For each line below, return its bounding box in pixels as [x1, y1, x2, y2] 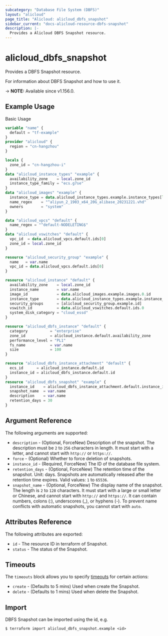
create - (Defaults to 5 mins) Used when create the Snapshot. [12, 583, 140, 589]
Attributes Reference [5, 518, 72, 526]
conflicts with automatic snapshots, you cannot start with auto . [12, 503, 142, 509]
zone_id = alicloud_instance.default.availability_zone [9, 333, 151, 338]
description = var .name [9, 393, 66, 398]
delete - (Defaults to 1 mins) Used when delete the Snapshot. [12, 588, 139, 595]
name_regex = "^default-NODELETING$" [9, 222, 88, 227]
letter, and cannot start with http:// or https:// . [12, 450, 112, 456]
